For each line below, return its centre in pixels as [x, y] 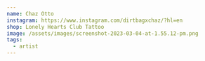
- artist [26, 46]
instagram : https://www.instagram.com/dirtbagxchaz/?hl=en [95, 20]
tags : [14, 40]
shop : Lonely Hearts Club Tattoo [55, 27]
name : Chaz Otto [30, 14]
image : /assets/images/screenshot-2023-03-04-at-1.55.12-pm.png [102, 33]
